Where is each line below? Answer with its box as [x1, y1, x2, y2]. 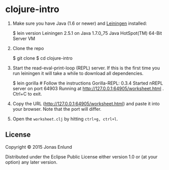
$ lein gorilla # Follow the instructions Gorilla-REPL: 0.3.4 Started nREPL [12, 80, 163, 86]
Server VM [12, 35, 36, 41]
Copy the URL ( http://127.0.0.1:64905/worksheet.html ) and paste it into [12, 100, 160, 107]
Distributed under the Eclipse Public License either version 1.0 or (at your [5, 153, 158, 160]
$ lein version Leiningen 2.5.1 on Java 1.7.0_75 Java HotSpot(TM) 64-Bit [12, 30, 162, 36]
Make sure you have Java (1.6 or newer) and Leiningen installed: [12, 20, 147, 26]
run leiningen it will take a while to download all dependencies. [12, 70, 144, 76]
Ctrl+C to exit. [12, 91, 42, 97]
